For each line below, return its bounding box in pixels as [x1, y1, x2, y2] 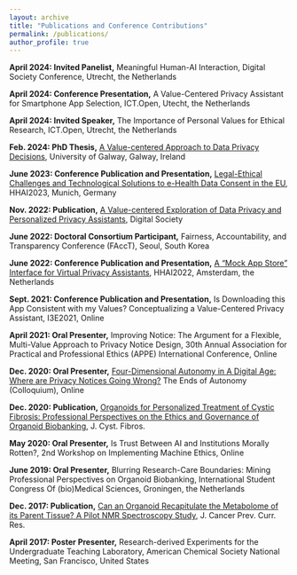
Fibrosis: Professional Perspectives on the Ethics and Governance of [9, 412, 260, 422]
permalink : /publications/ [9, 29, 109, 38]
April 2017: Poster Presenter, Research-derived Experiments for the [9, 537, 259, 547]
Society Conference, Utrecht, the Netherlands [9, 72, 177, 83]
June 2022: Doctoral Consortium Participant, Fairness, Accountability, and [9, 232, 287, 242]
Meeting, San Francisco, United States [9, 555, 149, 566]
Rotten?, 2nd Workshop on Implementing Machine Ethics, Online [9, 447, 245, 458]
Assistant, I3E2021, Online [9, 312, 105, 324]
